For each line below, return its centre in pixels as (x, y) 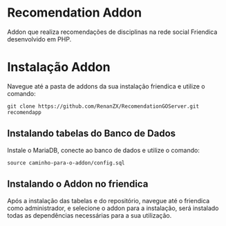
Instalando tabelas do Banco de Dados (92, 134)
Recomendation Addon (75, 13)
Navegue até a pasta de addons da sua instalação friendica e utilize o (106, 86)
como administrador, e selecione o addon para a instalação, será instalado (113, 208)
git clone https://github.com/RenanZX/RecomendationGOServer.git (103, 106)
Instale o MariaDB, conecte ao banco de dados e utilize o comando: (104, 150)
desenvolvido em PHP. (39, 39)
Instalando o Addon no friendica (78, 184)
